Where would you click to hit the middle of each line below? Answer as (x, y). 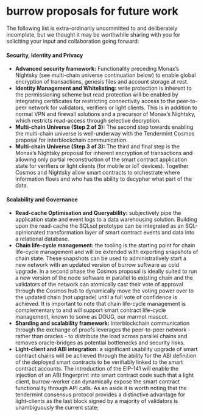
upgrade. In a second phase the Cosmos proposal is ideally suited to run (106, 271)
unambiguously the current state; (57, 408)
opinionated (30, 233)
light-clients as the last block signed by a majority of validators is (97, 401)
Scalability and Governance (42, 199)
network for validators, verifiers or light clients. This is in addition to (113, 107)
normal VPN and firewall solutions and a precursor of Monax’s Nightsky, (105, 114)
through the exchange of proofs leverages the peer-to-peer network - (103, 330)
